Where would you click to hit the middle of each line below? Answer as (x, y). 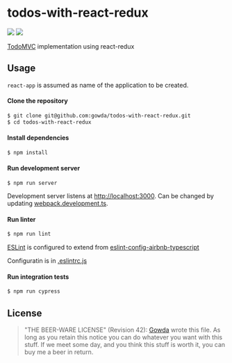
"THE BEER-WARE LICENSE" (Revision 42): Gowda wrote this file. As (122, 330)
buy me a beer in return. (59, 352)
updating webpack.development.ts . (58, 203)
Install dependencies (38, 138)
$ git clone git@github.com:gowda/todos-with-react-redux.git (99, 115)
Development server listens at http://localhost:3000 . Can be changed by (110, 195)
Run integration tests (38, 277)
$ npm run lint (29, 234)
